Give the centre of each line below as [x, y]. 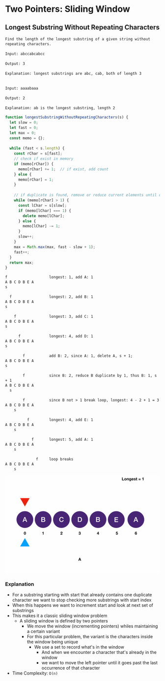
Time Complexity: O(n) [35, 673]
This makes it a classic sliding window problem [60, 616]
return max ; [22, 263]
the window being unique [53, 642]
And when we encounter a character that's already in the [99, 652]
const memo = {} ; [27, 138]
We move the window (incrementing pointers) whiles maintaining [92, 626]
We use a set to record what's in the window [79, 647]
